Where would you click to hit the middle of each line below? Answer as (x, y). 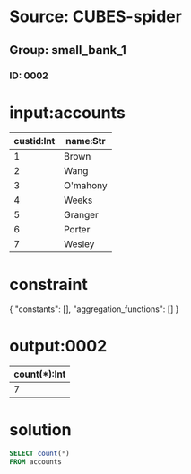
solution (40, 429)
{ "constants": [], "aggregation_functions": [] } (94, 309)
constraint (48, 284)
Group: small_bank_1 (68, 50)
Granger (81, 215)
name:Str (86, 141)
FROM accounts (36, 462)
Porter (77, 230)
